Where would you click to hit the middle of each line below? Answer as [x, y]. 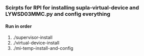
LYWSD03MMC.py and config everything [58, 14]
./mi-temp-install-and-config [43, 48]
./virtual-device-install [36, 43]
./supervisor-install [32, 38]
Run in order [19, 26]
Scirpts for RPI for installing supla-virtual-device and [72, 8]
